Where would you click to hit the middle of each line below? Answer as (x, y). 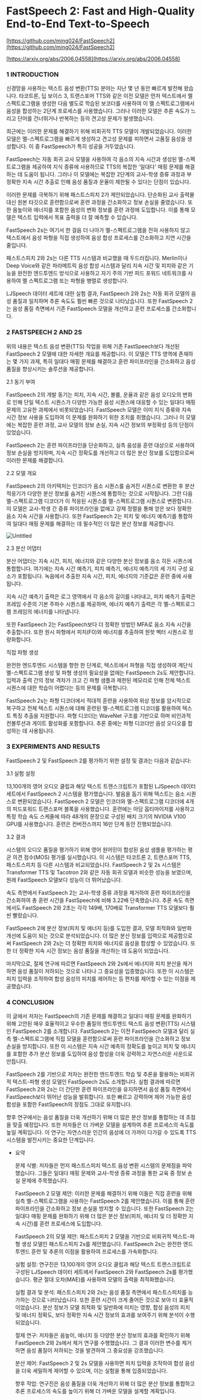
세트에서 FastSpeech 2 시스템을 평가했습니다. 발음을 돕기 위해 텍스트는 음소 (96, 794)
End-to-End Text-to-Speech (78, 24)
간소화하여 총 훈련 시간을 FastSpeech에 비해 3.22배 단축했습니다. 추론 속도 (95, 900)
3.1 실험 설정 (21, 773)
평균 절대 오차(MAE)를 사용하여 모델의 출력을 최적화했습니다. (104, 1280)
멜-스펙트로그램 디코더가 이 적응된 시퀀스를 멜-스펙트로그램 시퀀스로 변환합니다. (100, 501)
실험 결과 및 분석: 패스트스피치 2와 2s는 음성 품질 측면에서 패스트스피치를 (101, 1293)
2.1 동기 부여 (21, 382)
